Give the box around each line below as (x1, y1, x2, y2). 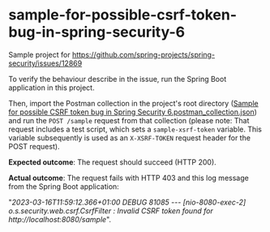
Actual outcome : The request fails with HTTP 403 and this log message (8, 173, 249, 183)
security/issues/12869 (8, 58, 83, 68)
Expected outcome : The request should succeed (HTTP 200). (8, 157, 216, 167)
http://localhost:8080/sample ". (8, 214, 112, 224)
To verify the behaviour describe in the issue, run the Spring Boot (8, 74, 227, 84)
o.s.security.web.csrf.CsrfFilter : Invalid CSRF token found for (8, 205, 213, 216)
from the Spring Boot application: (8, 181, 119, 191)
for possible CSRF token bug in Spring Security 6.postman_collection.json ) (8, 107, 258, 117)
